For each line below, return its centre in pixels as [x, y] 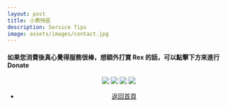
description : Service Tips [47, 27]
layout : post [27, 14]
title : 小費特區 [29, 21]
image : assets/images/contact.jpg [58, 34]
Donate [18, 65]
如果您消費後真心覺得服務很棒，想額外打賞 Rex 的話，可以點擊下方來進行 [113, 57]
